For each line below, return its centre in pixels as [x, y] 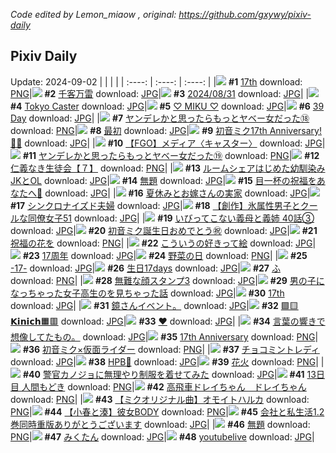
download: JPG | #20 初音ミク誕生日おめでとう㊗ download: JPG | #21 [164, 230]
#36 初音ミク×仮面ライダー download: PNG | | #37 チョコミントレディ [171, 349]
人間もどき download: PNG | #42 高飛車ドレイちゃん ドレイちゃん [164, 386]
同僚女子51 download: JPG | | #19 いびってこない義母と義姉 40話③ [171, 218]
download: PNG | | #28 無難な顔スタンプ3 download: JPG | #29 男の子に [167, 280]
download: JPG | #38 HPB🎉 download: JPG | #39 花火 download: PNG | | [167, 361]
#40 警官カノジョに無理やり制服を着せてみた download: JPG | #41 [163, 374]
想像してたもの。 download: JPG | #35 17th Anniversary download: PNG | [164, 336]
